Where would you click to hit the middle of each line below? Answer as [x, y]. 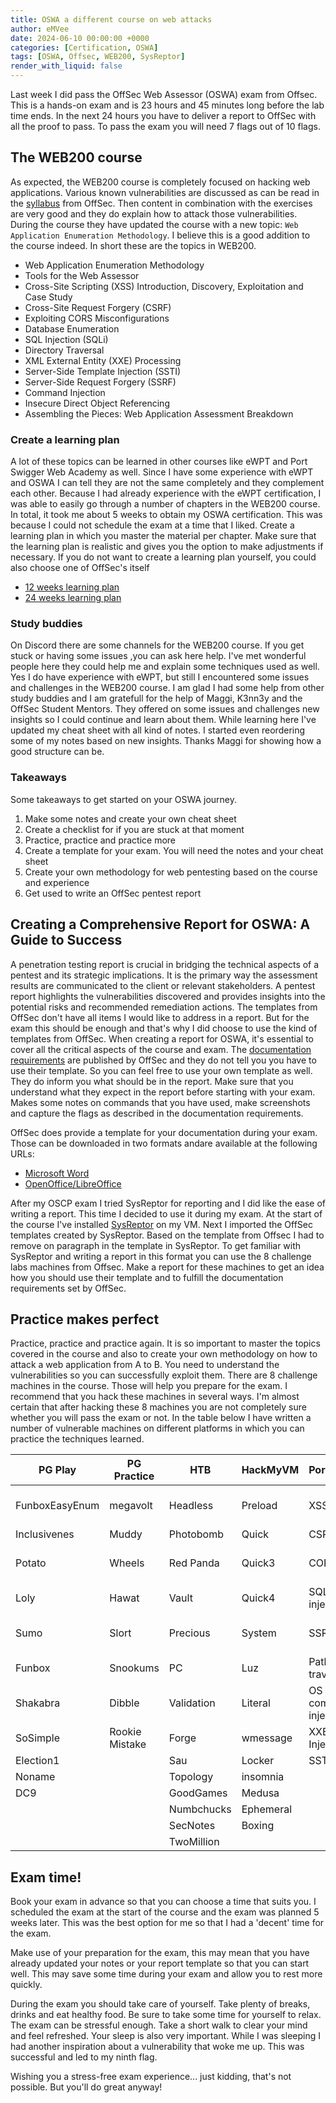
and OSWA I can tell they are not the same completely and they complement [167, 483]
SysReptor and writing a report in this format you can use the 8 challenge [161, 1256]
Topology [191, 1777]
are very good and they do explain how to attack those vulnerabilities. [154, 213]
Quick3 [258, 1563]
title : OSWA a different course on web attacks [111, 19]
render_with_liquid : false [66, 66]
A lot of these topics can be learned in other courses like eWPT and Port [159, 462]
